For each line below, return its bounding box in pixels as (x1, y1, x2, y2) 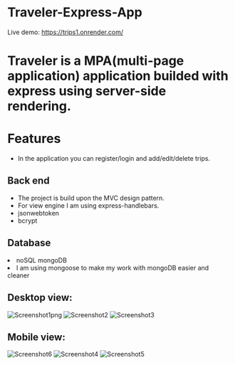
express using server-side (7, 83, 167, 100)
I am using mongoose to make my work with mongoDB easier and (16, 263, 209, 272)
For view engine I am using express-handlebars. (17, 201, 160, 210)
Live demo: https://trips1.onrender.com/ (7, 28, 123, 36)
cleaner (7, 271, 30, 280)
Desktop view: (7, 292, 73, 304)
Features (7, 131, 61, 147)
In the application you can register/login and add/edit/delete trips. (17, 154, 211, 163)
